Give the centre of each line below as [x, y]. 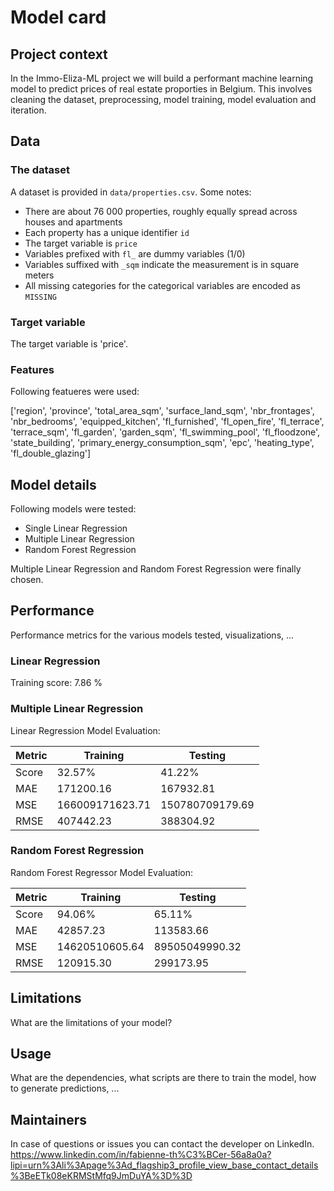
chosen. [27, 580]
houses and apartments [73, 222]
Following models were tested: [73, 509]
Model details [53, 484]
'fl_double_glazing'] [51, 453]
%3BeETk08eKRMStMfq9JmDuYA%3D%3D [101, 1176]
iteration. [28, 110]
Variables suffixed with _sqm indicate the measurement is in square [162, 264]
